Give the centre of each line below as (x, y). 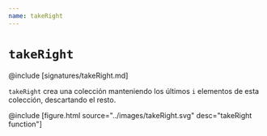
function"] (25, 124)
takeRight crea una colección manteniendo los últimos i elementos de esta (134, 91)
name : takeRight (36, 16)
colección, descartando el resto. (62, 100)
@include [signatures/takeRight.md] (68, 75)
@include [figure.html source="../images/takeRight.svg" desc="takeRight (130, 115)
